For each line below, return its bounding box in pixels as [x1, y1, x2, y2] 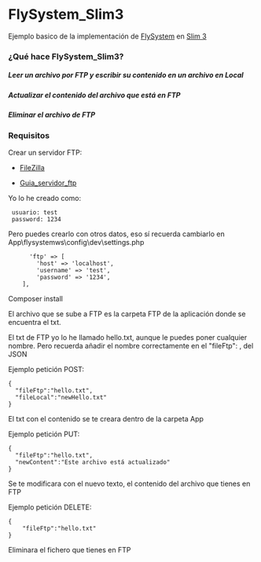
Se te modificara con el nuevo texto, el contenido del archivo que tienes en [8, 479, 251, 488]
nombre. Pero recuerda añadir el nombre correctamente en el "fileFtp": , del [8, 341, 254, 350]
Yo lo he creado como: [8, 193, 82, 203]
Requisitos [8, 130, 50, 140]
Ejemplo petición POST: [8, 364, 85, 374]
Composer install [8, 294, 63, 303]
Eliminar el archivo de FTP [8, 110, 96, 119]
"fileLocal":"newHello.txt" [15, 393, 108, 401]
